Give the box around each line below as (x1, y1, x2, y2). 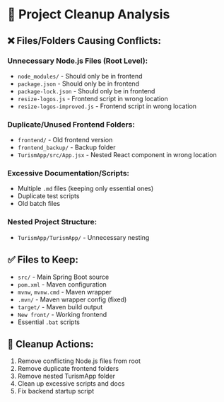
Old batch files (17, 200, 61, 208)
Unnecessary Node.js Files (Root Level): (7, 56, 148, 66)
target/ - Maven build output (17, 302, 103, 311)
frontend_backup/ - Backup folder (17, 143, 116, 151)
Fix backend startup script (17, 387, 95, 396)
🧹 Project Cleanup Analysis (7, 6, 170, 23)
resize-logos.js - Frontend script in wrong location (17, 94, 168, 103)
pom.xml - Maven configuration (17, 280, 107, 289)
